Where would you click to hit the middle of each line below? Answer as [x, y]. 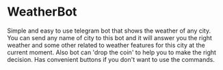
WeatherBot [42, 12]
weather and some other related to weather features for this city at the [106, 45]
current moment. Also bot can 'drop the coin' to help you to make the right [112, 52]
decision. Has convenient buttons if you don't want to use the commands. [111, 59]
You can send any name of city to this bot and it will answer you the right [109, 37]
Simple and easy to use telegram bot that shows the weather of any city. [109, 31]
